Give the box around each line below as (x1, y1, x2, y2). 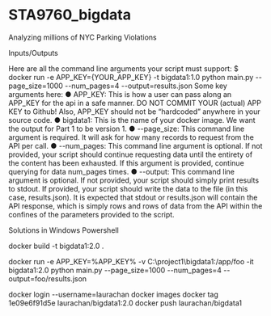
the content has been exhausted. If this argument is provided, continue (8, 158, 244, 167)
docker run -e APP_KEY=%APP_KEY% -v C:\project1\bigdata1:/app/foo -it (8, 256, 254, 266)
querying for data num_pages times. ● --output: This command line (8, 166, 235, 176)
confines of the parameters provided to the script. (8, 209, 176, 219)
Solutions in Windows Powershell (8, 225, 119, 235)
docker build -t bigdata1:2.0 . (8, 241, 104, 251)
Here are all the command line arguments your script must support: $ (8, 63, 239, 74)
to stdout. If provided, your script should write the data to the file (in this (8, 183, 248, 193)
